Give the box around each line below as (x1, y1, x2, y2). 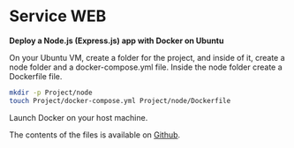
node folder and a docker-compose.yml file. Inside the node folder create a (9, 62, 283, 72)
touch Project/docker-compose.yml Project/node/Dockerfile (9, 96, 231, 105)
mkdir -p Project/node (9, 88, 93, 97)
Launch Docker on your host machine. (9, 112, 148, 122)
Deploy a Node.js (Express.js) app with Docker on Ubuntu (9, 35, 224, 46)
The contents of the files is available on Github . (9, 129, 181, 140)
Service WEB (9, 6, 107, 26)
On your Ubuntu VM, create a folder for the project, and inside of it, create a (9, 52, 285, 63)
